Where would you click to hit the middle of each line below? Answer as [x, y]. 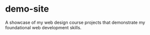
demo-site [27, 9]
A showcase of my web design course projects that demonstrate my [75, 22]
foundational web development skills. [43, 27]
